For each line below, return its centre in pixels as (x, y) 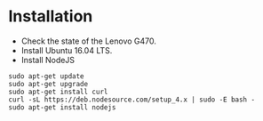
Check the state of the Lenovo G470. (89, 41)
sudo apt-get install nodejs (62, 107)
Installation (51, 16)
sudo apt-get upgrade (48, 84)
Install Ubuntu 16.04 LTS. (67, 50)
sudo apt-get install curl (58, 92)
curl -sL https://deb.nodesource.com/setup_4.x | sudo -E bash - (131, 100)
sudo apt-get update (47, 76)
